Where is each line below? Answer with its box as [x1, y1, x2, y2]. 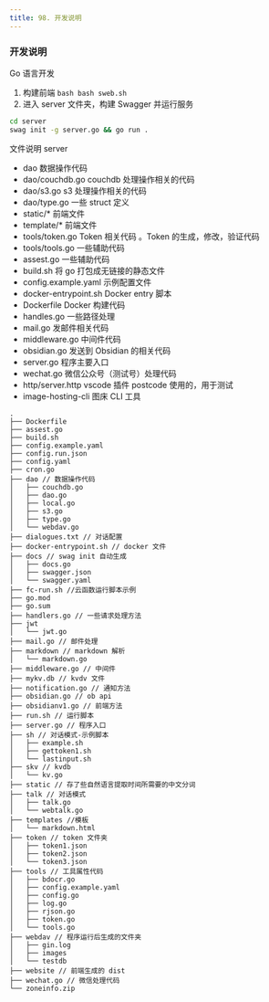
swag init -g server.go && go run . [9, 125, 149, 134]
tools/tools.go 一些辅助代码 [22, 242, 125, 253]
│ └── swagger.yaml [9, 575, 92, 585]
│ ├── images [9, 948, 67, 957]
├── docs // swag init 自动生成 [9, 552, 128, 561]
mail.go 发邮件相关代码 [22, 322, 109, 333]
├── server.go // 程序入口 [9, 721, 107, 730]
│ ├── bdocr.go [9, 874, 76, 884]
